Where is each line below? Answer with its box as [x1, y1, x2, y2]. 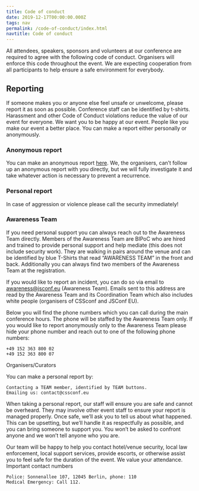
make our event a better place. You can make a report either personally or [6, 125, 187, 132]
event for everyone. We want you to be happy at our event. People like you [6, 118, 189, 125]
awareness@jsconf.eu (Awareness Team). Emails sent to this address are [6, 284, 185, 292]
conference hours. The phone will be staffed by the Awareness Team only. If [6, 315, 193, 322]
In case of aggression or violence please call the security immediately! [6, 200, 179, 207]
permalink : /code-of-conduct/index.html [6, 25, 108, 32]
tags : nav [6, 20, 31, 26]
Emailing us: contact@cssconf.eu [6, 390, 89, 396]
